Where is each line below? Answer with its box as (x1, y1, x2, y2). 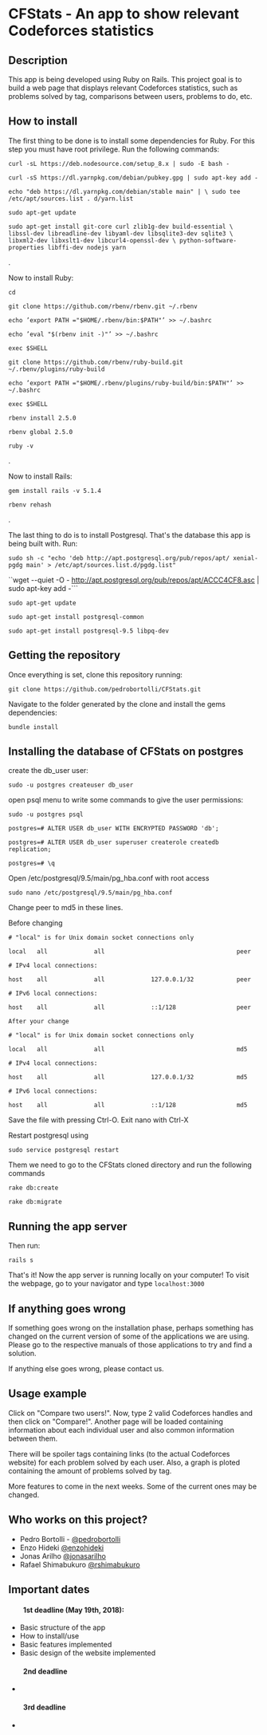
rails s (8, 1256, 34, 1264)
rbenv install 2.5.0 (8, 414, 77, 422)
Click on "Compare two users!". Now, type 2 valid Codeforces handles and (8, 1408, 253, 1418)
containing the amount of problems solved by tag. (8, 1465, 172, 1476)
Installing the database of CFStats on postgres (8, 745, 244, 759)
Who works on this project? (8, 1513, 148, 1527)
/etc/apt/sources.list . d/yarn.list (8, 195, 134, 203)
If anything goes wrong (8, 1302, 126, 1315)
